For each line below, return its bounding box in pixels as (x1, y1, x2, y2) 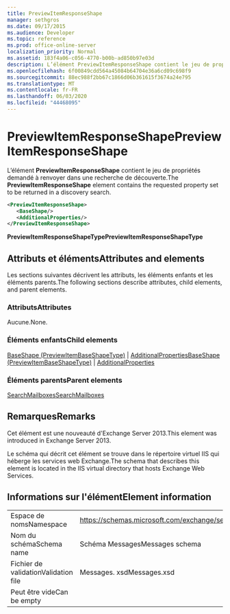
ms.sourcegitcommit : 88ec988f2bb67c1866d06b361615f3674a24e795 (7, 73, 192, 81)
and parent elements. (7, 285, 67, 294)
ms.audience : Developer (7, 29, 75, 36)
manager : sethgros (7, 16, 60, 23)
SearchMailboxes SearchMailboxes (7, 391, 105, 399)
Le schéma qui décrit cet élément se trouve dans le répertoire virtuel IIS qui (7, 449, 220, 458)
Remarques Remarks (7, 411, 96, 423)
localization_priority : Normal (7, 49, 97, 56)
